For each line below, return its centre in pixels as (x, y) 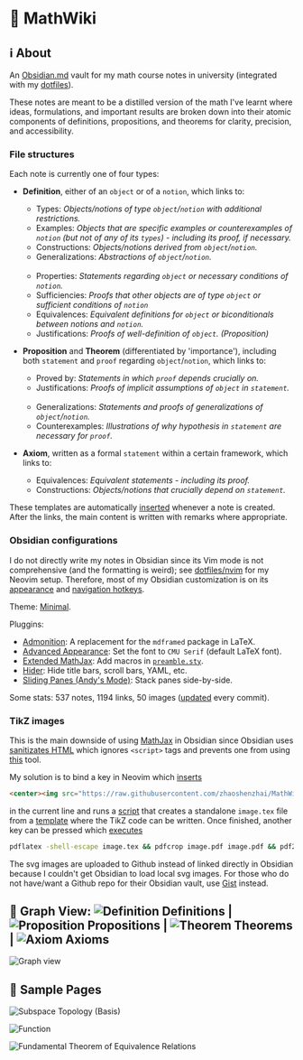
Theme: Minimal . (41, 606)
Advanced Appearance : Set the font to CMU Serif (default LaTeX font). (152, 651)
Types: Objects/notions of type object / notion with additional (149, 209)
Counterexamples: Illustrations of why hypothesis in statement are (159, 426)
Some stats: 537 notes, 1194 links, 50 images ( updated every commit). (140, 697)
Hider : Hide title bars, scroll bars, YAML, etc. (105, 670)
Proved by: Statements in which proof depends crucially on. (147, 378)
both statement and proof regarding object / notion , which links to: (144, 361)
